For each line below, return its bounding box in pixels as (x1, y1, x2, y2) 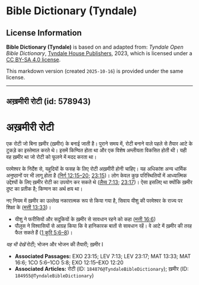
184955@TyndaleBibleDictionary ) (14, 272, 94, 279)
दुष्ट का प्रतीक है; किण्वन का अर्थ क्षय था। (6, 185, 83, 193)
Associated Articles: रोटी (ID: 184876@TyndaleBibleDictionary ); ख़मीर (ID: (14, 265, 189, 273)
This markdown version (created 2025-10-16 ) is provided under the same (6, 68, 184, 75)
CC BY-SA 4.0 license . (6, 56, 61, 63)
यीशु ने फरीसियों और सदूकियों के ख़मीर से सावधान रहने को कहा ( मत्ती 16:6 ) (14, 216, 156, 223)
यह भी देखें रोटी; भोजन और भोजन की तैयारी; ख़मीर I (6, 241, 104, 248)
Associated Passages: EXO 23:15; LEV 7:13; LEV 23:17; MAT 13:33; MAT (14, 253, 191, 260)
